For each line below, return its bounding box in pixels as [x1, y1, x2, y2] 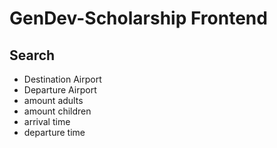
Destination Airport [23, 73, 102, 85]
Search [9, 47, 56, 64]
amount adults [23, 95, 84, 106]
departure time [23, 127, 86, 138]
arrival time [23, 116, 71, 127]
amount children [23, 105, 92, 117]
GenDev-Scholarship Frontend [9, 7, 268, 30]
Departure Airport [23, 84, 97, 96]
